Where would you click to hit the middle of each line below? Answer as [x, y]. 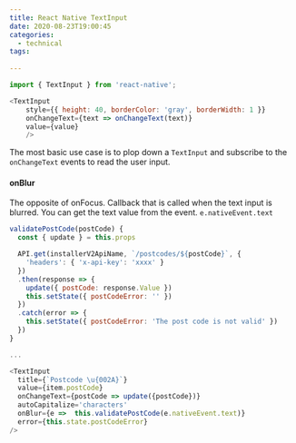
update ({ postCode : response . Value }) [99, 288]
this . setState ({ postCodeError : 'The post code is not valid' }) [152, 322]
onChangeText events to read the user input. [90, 162]
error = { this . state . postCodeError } [83, 422]
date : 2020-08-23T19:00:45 [60, 26]
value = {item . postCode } [60, 388]
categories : [32, 34]
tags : [20, 52]
